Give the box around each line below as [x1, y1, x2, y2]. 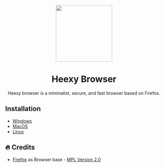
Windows [12, 118, 32, 124]
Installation [5, 105, 41, 113]
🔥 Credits [5, 143, 35, 152]
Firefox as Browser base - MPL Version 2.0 [12, 156, 101, 162]
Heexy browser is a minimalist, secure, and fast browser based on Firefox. [7, 90, 160, 96]
